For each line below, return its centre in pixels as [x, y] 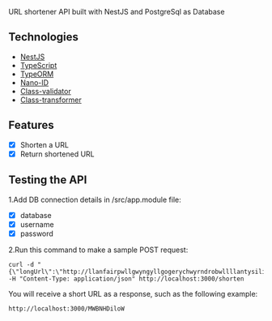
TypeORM [37, 74]
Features [31, 125]
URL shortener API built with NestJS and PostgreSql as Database [117, 12]
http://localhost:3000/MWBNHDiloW [67, 308]
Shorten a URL [44, 144]
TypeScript [38, 65]
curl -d [21, 264]
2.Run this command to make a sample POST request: [98, 250]
